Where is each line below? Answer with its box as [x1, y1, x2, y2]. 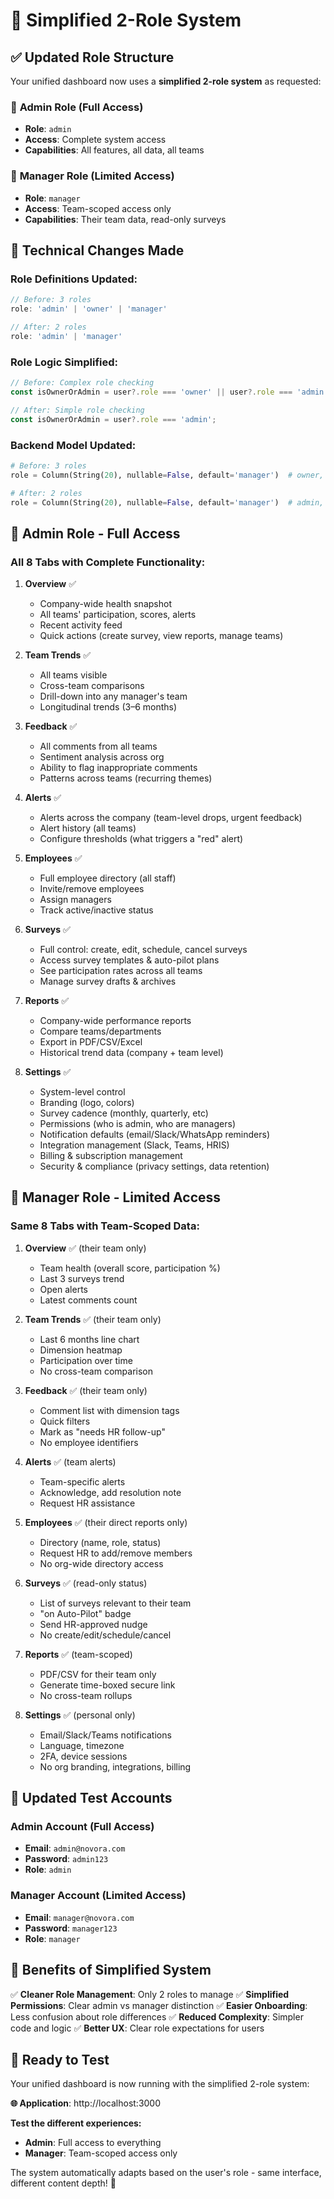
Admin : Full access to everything [24, 2137, 162, 2149]
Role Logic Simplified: [10, 355, 119, 369]
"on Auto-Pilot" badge [39, 1607, 132, 1619]
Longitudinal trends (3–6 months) [39, 701, 178, 713]
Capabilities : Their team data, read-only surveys [24, 213, 227, 225]
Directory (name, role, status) [39, 1536, 162, 1548]
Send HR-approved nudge [39, 1618, 148, 1630]
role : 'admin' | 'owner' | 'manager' [10, 304, 168, 314]
